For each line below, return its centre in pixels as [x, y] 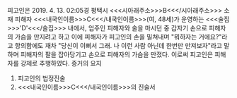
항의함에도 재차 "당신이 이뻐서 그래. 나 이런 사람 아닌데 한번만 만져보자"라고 [118, 45]
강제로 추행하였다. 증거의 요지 [61, 63]
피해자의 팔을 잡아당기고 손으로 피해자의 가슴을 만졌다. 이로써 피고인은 [117, 54]
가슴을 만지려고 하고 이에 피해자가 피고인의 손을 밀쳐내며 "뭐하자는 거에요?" [118, 37]
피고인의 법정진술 [41, 78]
